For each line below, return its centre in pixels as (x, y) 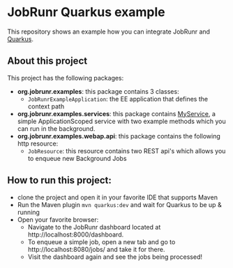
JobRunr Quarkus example (86, 12)
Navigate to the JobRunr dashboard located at (94, 227)
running (29, 212)
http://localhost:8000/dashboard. (76, 234)
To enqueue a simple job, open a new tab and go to (102, 241)
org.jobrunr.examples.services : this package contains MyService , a (116, 113)
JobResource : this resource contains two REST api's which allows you (127, 150)
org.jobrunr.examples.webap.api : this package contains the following (119, 136)
